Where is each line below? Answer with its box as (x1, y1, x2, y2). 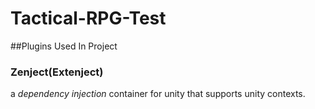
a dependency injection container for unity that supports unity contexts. (10, 88, 306, 100)
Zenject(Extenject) (10, 65, 104, 79)
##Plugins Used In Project (10, 40, 118, 52)
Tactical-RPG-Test (10, 7, 167, 30)
